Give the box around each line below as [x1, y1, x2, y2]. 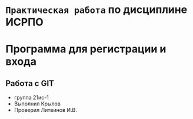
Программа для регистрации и [5, 42, 167, 56]
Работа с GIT [5, 78, 54, 88]
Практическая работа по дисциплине [5, 3, 188, 16]
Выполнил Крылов [14, 100, 61, 107]
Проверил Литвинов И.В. [14, 107, 78, 114]
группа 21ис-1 [14, 94, 49, 101]
